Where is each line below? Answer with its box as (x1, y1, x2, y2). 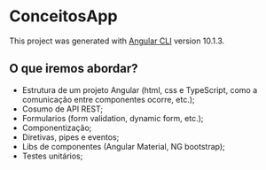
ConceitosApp (9, 6, 118, 27)
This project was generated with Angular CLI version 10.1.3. (9, 35, 225, 46)
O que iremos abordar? (9, 61, 139, 76)
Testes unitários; (21, 151, 83, 161)
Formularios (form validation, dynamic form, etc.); (21, 112, 204, 123)
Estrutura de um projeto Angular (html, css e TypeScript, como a (21, 84, 258, 95)
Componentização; (21, 122, 92, 133)
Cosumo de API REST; (21, 104, 104, 114)
